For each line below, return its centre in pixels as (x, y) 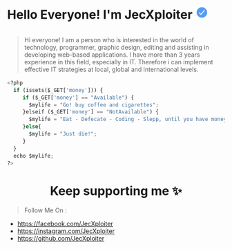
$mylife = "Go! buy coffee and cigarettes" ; (94, 105)
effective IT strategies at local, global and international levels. (111, 69)
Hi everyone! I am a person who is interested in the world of (109, 39)
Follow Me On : (45, 210)
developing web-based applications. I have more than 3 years (112, 55)
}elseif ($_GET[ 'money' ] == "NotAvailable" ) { (90, 112)
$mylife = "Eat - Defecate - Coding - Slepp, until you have (118, 120)
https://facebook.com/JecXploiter (65, 224)
